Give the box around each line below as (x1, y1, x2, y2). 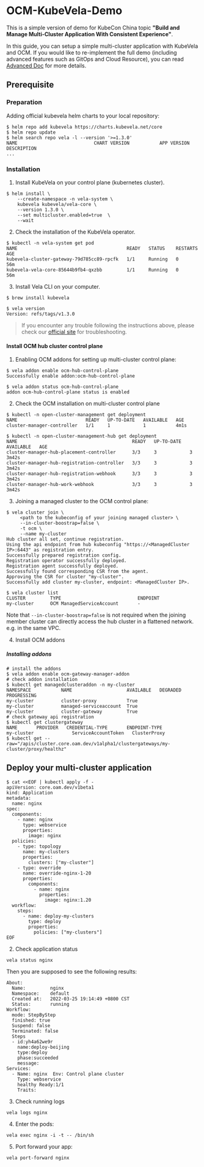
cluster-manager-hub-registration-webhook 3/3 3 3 (6, 471, 192, 477)
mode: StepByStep (12, 1012, 56, 1018)
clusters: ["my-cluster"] (28, 859, 95, 865)
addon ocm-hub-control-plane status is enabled (6, 389, 130, 395)
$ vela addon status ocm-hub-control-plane (6, 384, 119, 390)
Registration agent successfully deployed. (6, 563, 119, 569)
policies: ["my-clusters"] (33, 929, 103, 935)
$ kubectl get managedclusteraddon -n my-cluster (6, 682, 136, 688)
